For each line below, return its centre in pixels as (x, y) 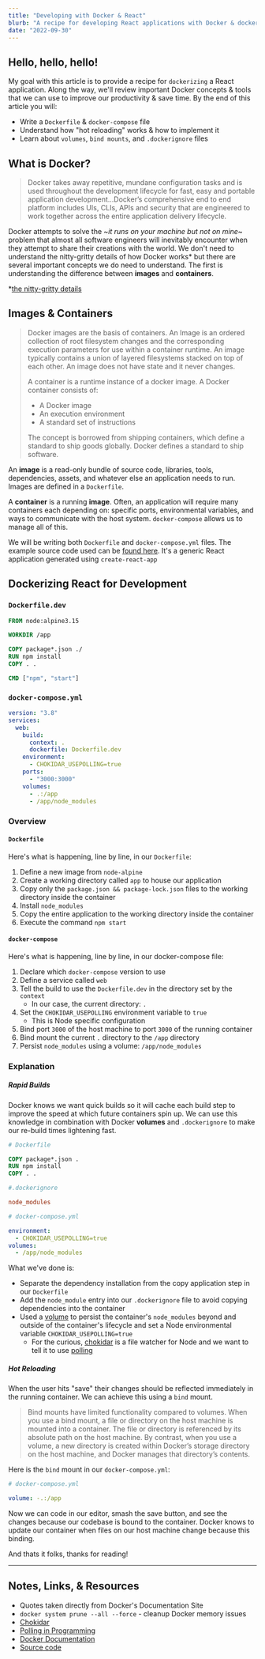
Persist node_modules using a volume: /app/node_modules (111, 1045)
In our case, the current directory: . (89, 1003)
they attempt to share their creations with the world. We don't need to (121, 248)
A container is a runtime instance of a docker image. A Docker (129, 381)
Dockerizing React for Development (98, 584)
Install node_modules (52, 905)
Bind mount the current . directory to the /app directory (109, 1037)
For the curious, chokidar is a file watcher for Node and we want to (140, 1342)
